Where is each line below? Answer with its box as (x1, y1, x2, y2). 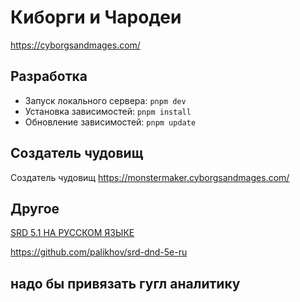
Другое (10, 200, 60, 217)
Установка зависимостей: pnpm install (24, 105, 192, 117)
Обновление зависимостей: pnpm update (24, 116, 197, 128)
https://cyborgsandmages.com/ (10, 39, 141, 51)
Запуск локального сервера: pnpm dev (24, 94, 187, 106)
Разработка (10, 68, 88, 85)
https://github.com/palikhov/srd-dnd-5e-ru (10, 246, 188, 258)
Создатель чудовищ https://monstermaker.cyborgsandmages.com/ (10, 171, 290, 183)
